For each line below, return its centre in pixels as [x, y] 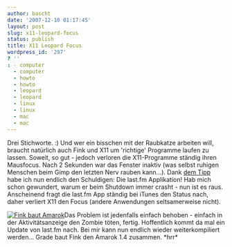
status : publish [30, 39]
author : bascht [29, 13]
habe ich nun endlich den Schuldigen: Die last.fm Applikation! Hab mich [109, 179]
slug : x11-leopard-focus [43, 33]
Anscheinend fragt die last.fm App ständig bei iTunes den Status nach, [108, 194]
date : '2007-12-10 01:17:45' [49, 20]
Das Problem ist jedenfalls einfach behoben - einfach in [143, 214]
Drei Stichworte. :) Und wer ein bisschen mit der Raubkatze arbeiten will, [110, 143]
